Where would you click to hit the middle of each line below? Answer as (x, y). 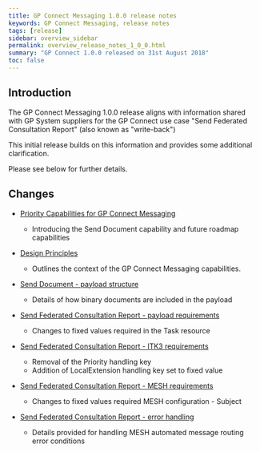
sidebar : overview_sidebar (53, 38)
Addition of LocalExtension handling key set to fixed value (127, 370)
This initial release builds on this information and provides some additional (130, 144)
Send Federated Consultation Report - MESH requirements (116, 385)
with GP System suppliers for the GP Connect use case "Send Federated (128, 120)
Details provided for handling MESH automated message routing (138, 432)
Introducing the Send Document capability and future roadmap (135, 228)
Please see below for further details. (68, 168)
